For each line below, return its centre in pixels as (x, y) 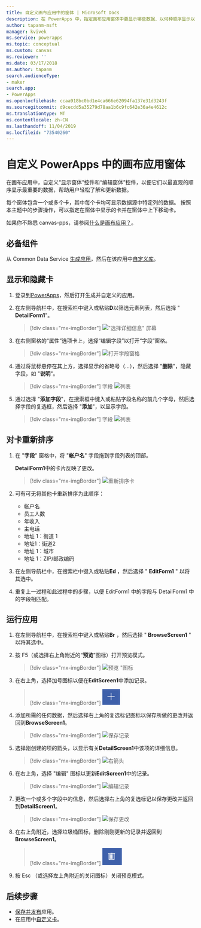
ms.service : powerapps (34, 38)
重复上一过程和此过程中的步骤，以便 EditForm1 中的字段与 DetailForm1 (101, 591)
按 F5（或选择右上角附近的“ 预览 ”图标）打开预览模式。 (81, 655)
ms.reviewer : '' (26, 57)
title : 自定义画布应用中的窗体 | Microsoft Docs (63, 13)
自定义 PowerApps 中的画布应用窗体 (96, 165)
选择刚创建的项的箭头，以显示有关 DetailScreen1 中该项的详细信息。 (98, 748)
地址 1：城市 (39, 551)
